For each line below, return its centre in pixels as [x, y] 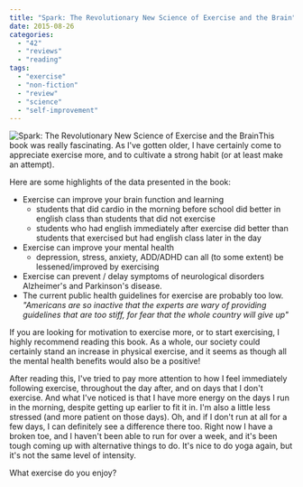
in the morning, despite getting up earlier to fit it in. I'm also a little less [140, 407]
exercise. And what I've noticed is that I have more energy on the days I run [150, 398]
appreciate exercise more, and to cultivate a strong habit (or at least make [147, 155]
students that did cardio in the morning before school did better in [158, 210]
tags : [19, 69]
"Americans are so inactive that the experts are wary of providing [144, 305]
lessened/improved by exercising [97, 267]
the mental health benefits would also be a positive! [105, 361]
